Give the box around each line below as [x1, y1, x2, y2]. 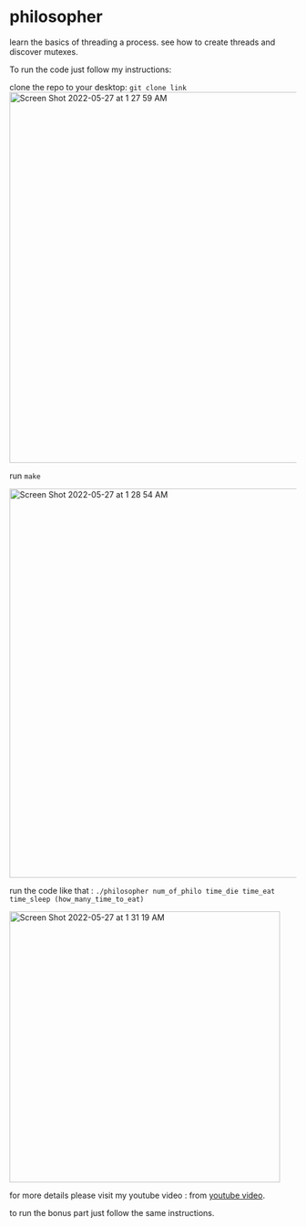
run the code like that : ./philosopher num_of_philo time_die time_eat [9, 885, 276, 896]
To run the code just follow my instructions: [9, 64, 172, 75]
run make [9, 470, 41, 481]
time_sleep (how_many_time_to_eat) [9, 895, 145, 904]
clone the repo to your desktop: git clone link [9, 81, 187, 92]
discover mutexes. [9, 46, 79, 57]
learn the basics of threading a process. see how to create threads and [9, 37, 276, 47]
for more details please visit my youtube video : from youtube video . [9, 1190, 266, 1201]
